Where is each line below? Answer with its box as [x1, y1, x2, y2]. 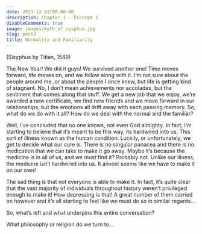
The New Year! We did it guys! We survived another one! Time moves [6, 65, 179, 72]
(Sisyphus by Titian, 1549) [6, 54, 71, 60]
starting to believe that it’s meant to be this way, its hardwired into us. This [6, 128, 191, 135]
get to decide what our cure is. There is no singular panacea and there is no [6, 141, 195, 148]
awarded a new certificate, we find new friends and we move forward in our [6, 97, 195, 104]
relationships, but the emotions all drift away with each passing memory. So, [6, 104, 196, 110]
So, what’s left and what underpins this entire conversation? [6, 209, 155, 216]
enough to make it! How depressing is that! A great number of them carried [6, 191, 193, 198]
